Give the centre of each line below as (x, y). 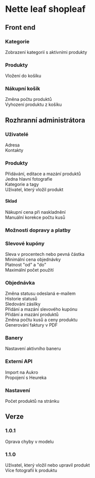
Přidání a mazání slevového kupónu (41, 309)
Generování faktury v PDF (31, 325)
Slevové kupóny (25, 243)
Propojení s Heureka (26, 378)
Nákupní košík (23, 89)
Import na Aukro (22, 372)
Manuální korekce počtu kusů (35, 217)
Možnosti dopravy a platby (38, 230)
